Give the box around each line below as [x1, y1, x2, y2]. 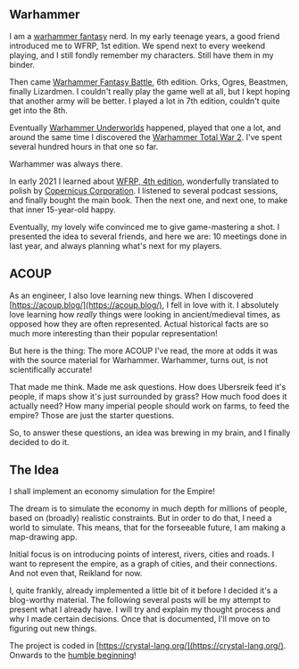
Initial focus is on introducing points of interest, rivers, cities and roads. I [9, 549, 275, 560]
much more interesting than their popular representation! [9, 327, 218, 338]
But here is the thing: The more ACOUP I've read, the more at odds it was [9, 345, 278, 356]
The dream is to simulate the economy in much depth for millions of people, [9, 503, 287, 514]
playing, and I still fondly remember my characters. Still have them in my [9, 49, 274, 61]
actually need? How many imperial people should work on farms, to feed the [9, 401, 290, 411]
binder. [9, 59, 36, 70]
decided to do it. [9, 436, 70, 447]
